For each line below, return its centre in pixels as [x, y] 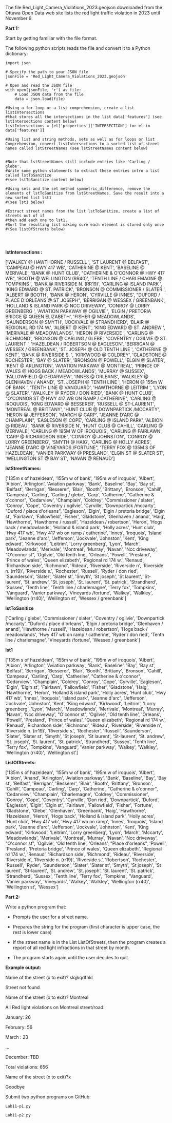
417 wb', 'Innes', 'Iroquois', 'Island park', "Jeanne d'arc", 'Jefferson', [76, 698]
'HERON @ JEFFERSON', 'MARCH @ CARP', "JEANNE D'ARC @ [72, 415]
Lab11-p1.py [18, 1106]
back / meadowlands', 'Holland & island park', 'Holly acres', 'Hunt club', [80, 527]
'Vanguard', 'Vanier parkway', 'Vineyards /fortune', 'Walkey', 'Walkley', [79, 593]
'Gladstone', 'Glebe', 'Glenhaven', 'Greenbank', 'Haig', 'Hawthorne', [76, 811]
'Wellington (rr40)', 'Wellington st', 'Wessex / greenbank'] [66, 598]
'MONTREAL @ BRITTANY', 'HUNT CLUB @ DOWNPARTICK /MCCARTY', [83, 409]
